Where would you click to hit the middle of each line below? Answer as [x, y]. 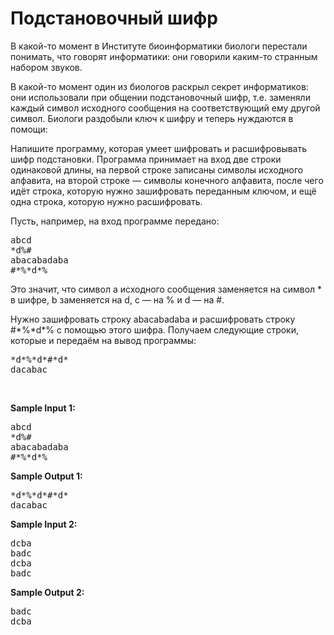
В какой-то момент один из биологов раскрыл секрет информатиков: [159, 86]
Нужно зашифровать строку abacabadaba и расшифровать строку [153, 319]
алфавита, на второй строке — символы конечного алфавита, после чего [167, 180]
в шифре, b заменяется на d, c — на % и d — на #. [117, 299]
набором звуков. [46, 67]
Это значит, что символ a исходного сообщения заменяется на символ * [166, 289]
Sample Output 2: [47, 592]
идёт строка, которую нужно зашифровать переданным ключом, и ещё [163, 191]
